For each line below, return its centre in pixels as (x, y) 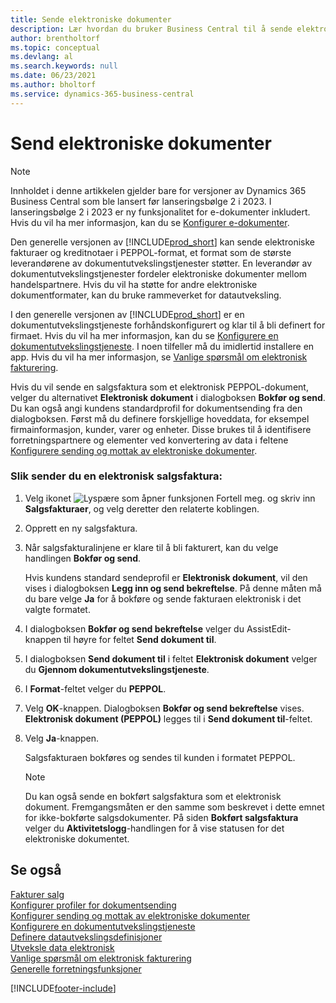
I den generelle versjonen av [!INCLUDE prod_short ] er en (127, 314)
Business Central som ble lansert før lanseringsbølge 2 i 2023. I (141, 201)
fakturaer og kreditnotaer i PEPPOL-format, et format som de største (151, 252)
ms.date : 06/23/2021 (53, 76)
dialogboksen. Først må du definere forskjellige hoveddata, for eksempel (160, 418)
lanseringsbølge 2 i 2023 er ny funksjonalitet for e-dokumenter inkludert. (160, 212)
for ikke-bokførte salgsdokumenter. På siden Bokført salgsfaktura (161, 817)
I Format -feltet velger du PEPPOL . (95, 688)
